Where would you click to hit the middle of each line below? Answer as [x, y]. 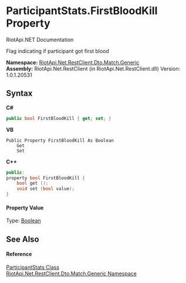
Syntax [19, 93]
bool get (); [33, 184]
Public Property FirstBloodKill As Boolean [60, 140]
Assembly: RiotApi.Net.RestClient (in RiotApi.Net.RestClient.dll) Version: [93, 68]
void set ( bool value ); [46, 189]
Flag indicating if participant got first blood [58, 51]
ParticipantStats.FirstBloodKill [82, 11]
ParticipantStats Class [33, 267]
